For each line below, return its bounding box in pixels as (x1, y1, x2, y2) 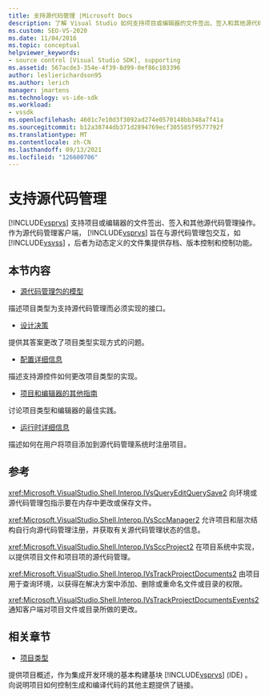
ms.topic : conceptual (8, 42, 81, 50)
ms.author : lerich (8, 78, 70, 86)
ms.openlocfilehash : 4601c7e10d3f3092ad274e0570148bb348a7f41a (8, 116, 224, 124)
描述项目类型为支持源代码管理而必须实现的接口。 (8, 303, 170, 313)
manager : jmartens (8, 86, 70, 94)
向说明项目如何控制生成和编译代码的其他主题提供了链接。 (8, 679, 198, 689)
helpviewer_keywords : (8, 49, 81, 57)
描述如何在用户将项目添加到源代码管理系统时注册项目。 (8, 439, 191, 449)
